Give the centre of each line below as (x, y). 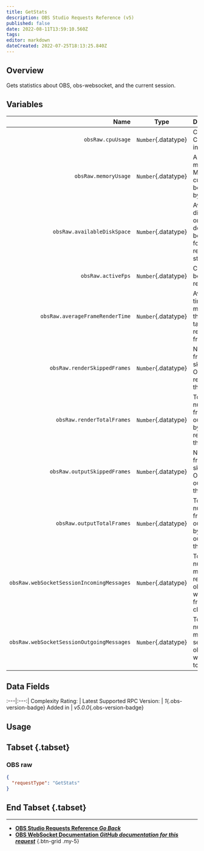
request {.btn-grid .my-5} (47, 841)
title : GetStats (27, 12)
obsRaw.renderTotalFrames (93, 420)
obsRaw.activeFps (106, 276)
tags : (13, 35)
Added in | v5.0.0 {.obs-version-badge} (95, 708)
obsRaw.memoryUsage (103, 176)
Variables (25, 104)
